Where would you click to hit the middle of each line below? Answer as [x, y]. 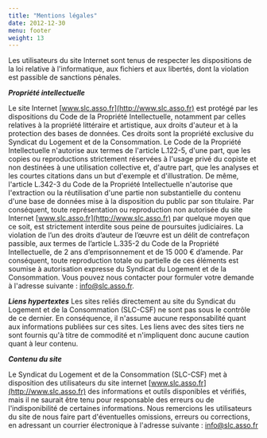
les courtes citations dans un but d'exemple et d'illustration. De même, [124, 176]
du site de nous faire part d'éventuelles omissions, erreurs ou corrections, [129, 417]
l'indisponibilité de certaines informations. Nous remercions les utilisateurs [130, 409]
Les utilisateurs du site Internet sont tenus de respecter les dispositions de [130, 61]
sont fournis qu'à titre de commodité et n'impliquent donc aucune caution [129, 335]
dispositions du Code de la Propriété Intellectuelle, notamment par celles [127, 117]
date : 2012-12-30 [37, 23]
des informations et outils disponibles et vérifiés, [167, 392]
